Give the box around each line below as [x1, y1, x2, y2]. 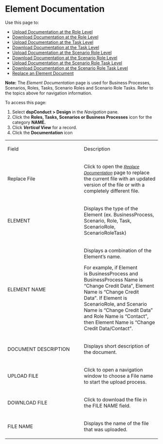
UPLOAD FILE [7, 372, 39, 379]
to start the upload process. [84, 378, 147, 385]
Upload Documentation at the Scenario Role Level [12, 50, 112, 55]
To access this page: [5, 99, 47, 105]
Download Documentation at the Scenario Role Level [12, 55, 118, 60]
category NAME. [12, 119, 46, 125]
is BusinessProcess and [84, 270, 138, 277]
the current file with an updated [84, 175, 156, 182]
